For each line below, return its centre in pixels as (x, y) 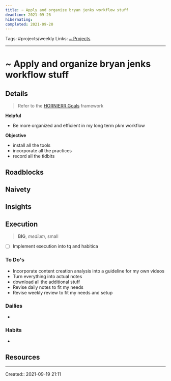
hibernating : (19, 19)
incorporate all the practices (42, 151)
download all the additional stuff (46, 282)
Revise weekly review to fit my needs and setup (63, 292)
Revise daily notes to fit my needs (48, 287)
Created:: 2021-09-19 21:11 (33, 374)
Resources (23, 357)
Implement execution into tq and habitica (55, 246)
